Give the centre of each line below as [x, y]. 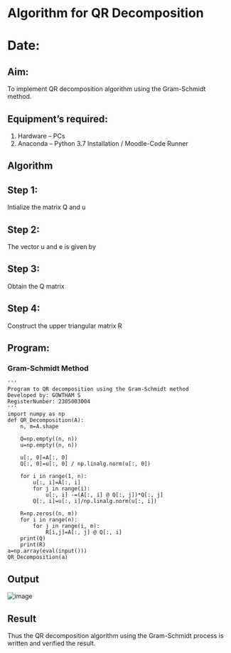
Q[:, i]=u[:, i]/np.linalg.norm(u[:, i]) [95, 501]
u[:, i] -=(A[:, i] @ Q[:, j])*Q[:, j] [104, 495]
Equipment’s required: [58, 119]
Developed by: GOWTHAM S [44, 395]
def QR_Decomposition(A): [45, 420]
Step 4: [24, 308]
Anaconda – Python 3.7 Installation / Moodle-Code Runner [103, 143]
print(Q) [33, 538]
